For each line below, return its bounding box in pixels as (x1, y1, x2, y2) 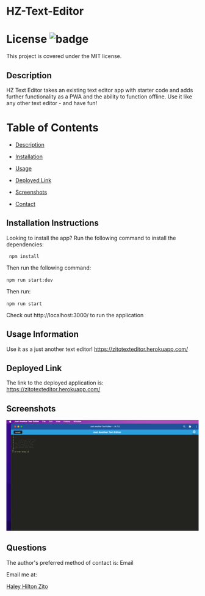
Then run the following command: (6, 264, 92, 271)
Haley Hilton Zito (6, 583, 48, 590)
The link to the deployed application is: (6, 379, 104, 386)
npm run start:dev (6, 277, 53, 283)
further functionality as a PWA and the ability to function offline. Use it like (6, 93, 192, 100)
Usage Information (6, 329, 79, 340)
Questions (6, 543, 47, 553)
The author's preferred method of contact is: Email (6, 559, 134, 566)
